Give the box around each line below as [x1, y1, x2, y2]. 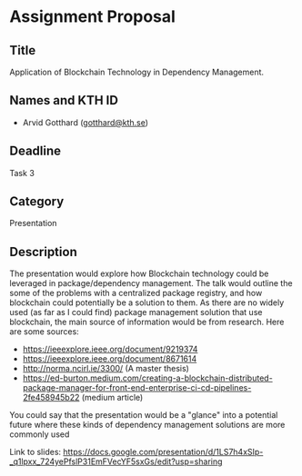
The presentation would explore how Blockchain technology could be [9, 268, 269, 279]
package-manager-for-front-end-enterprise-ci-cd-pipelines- [22, 382, 252, 393]
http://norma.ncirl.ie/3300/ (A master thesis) [22, 363, 189, 374]
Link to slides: [9, 447, 62, 458]
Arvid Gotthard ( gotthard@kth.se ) [22, 116, 148, 128]
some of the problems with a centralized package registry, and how [9, 288, 263, 299]
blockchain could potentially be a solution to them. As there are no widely [9, 297, 285, 308]
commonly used [9, 429, 70, 440]
